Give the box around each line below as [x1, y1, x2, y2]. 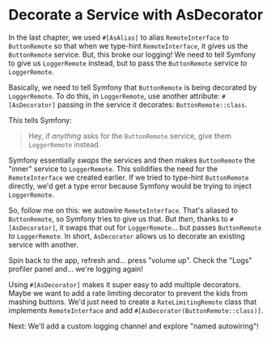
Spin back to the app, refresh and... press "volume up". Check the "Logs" [8, 255, 252, 265]
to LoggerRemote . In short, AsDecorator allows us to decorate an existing [8, 231, 245, 240]
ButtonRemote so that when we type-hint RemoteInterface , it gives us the [8, 40, 248, 50]
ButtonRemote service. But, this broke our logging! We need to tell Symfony [8, 49, 256, 59]
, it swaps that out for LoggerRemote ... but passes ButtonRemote [55, 222, 262, 232]
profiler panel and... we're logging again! [8, 264, 144, 273]
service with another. [8, 239, 79, 249]
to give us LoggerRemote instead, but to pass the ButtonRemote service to [8, 58, 248, 68]
